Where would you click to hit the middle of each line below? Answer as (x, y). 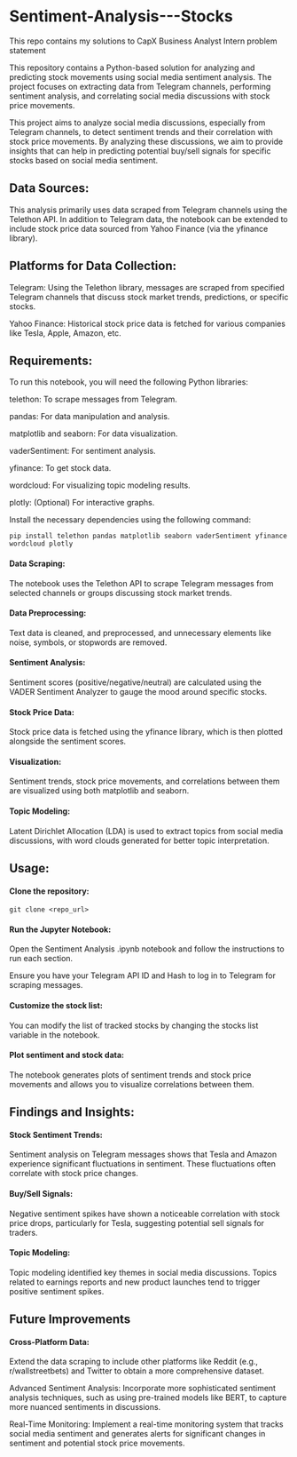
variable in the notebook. (55, 1035)
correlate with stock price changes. (74, 1174)
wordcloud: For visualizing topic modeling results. (100, 485)
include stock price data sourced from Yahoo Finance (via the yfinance (139, 228)
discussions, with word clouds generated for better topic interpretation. (139, 840)
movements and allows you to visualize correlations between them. (132, 1084)
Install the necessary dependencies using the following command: (130, 520)
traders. (23, 1232)
